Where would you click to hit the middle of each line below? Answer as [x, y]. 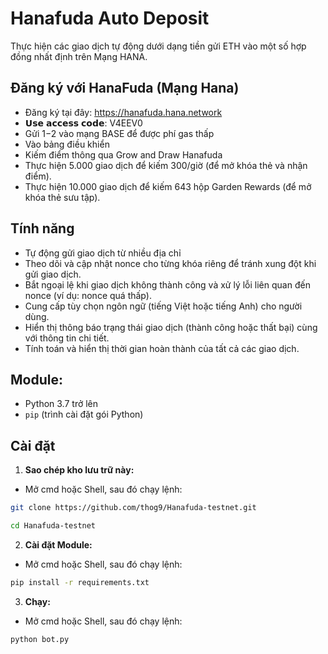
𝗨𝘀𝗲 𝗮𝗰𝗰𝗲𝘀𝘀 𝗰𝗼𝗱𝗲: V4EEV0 [83, 123]
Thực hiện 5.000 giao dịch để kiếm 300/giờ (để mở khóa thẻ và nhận [166, 165]
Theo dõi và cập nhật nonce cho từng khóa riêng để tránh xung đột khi [170, 263]
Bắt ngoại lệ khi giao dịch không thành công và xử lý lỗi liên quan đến [167, 284]
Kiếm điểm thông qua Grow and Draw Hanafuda [123, 154]
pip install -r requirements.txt [80, 582]
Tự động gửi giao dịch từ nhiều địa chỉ [103, 253]
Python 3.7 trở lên [61, 404]
